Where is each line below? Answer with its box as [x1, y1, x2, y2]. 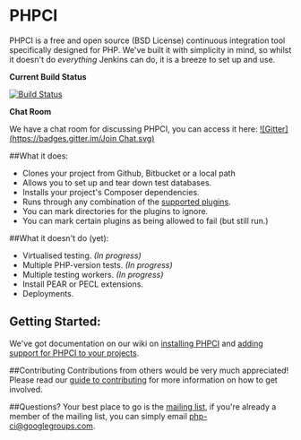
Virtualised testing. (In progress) [21, 250, 142, 261]
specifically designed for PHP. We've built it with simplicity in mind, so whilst [9, 44, 292, 55]
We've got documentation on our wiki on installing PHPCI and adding [9, 338, 264, 349]
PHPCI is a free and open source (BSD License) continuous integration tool [9, 35, 286, 46]
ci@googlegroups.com [9, 420, 94, 431]
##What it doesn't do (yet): [9, 232, 109, 243]
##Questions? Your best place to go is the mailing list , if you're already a [9, 401, 277, 412]
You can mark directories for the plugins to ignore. [21, 205, 209, 216]
